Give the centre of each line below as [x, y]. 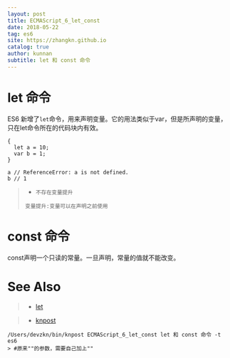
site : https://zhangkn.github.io [57, 41]
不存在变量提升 [54, 192]
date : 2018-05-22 [33, 27]
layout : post [27, 14]
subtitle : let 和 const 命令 [49, 60]
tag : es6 [20, 34]
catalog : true [28, 47]
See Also [34, 286]
